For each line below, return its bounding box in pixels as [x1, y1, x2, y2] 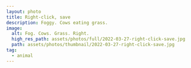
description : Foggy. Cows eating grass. [6, 20, 109, 25]
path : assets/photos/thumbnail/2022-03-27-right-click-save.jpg [11, 42, 175, 48]
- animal [11, 53, 33, 59]
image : [6, 25, 23, 31]
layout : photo [6, 8, 42, 15]
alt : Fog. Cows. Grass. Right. [11, 31, 90, 37]
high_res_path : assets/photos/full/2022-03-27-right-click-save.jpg [11, 36, 186, 42]
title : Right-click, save [6, 14, 70, 20]
